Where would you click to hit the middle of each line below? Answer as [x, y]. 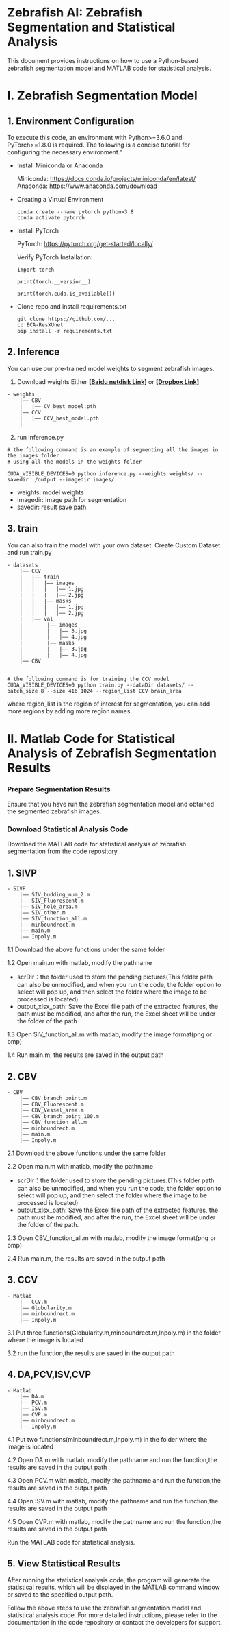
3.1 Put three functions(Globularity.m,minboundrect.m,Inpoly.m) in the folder [114, 1333]
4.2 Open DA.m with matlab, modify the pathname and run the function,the [112, 1459]
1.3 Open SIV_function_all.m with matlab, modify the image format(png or [110, 1034]
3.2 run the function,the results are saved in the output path [91, 1353]
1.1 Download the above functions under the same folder [86, 950]
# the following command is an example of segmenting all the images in [113, 450]
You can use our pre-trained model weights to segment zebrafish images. [111, 368]
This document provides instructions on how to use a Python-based [103, 60]
